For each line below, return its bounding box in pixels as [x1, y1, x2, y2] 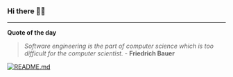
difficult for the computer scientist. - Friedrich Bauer [24, 49, 175, 58]
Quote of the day [7, 28, 57, 37]
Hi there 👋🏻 [7, 6, 46, 16]
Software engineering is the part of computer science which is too [24, 42, 214, 51]
